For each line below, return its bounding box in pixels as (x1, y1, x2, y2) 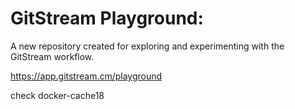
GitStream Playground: (10, 7, 204, 30)
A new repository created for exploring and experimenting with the (10, 40, 285, 52)
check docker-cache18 (10, 89, 105, 101)
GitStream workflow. (10, 50, 95, 62)
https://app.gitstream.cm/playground (10, 70, 163, 82)
